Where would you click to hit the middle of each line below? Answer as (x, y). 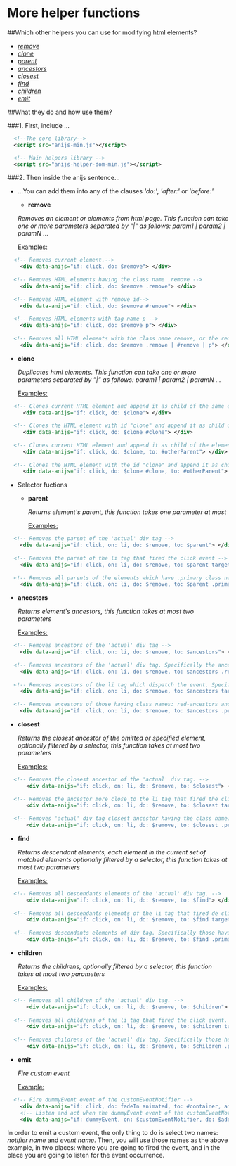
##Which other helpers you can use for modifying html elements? (102, 32)
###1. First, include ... (39, 125)
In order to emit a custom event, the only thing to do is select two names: (113, 1133)
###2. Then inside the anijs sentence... (64, 178)
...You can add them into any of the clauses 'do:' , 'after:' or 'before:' (116, 191)
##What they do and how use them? (60, 112)
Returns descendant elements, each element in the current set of (112, 852)
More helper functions (74, 13)
